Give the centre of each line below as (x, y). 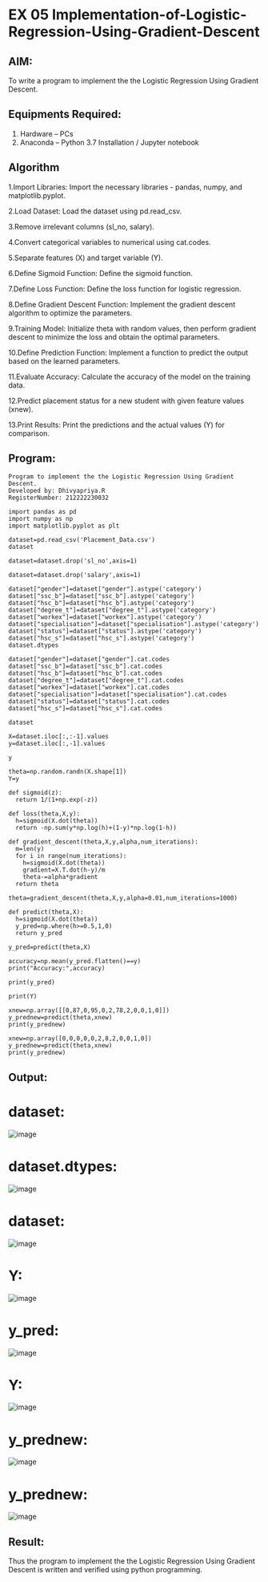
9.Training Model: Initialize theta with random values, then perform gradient (132, 328)
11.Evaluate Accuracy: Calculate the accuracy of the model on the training (129, 376)
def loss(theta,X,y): (44, 814)
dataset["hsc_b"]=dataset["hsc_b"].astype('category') (102, 604)
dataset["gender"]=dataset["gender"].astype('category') (105, 589)
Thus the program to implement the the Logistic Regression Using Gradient (132, 1561)
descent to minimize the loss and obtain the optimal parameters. (114, 337)
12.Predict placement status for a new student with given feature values (126, 401)
